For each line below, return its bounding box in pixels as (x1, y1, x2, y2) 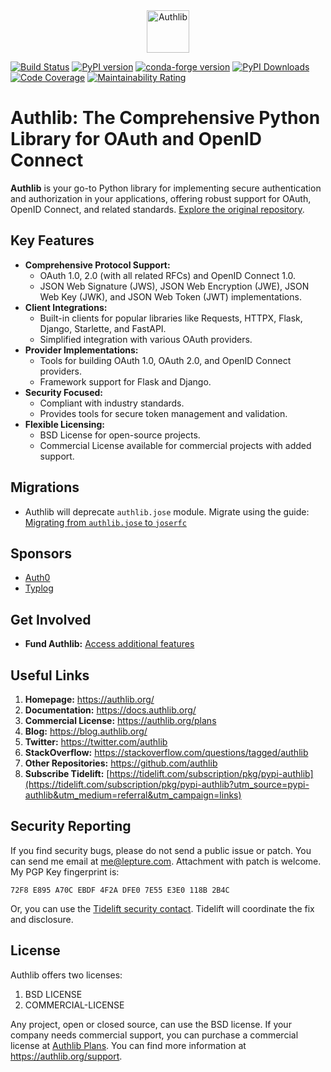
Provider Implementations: (24, 344, 139, 356)
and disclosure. (10, 913, 74, 925)
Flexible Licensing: (24, 418, 105, 430)
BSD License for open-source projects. (39, 429, 201, 441)
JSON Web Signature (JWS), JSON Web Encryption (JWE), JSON (39, 280, 310, 292)
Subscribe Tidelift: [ (24, 768, 110, 779)
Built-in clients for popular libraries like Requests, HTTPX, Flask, (39, 312, 303, 324)
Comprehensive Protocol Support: (24, 259, 171, 271)
